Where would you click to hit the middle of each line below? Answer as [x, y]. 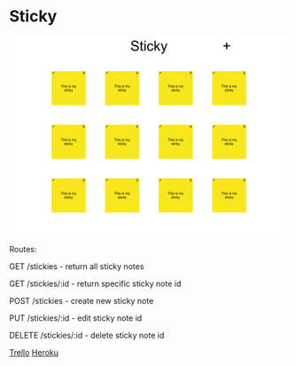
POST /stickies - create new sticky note [82, 301]
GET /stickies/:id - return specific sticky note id [95, 284]
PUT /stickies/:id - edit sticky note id [76, 318]
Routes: [23, 250]
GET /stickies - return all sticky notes [77, 267]
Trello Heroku [34, 353]
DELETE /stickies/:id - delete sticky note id [87, 336]
